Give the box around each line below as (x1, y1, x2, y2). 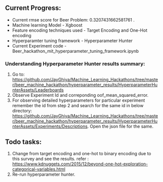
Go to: (12, 71, 25, 77)
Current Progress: (5, 4, 61, 12)
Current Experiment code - (12, 43, 67, 48)
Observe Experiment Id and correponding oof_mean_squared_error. (12, 92, 149, 98)
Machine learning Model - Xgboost (12, 22, 83, 28)
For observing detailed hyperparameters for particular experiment (12, 97, 145, 103)
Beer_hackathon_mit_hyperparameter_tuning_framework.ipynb (12, 48, 139, 54)
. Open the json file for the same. (87, 123, 154, 129)
